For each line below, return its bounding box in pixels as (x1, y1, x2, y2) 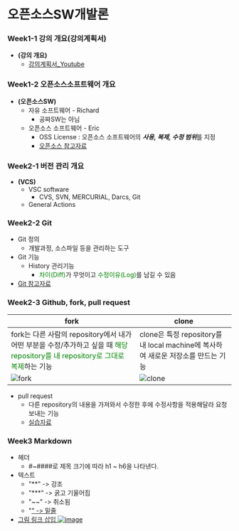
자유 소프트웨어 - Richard (28, 106, 100, 114)
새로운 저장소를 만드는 (148, 350, 218, 360)
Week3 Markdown (7, 436, 73, 446)
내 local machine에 (139, 340, 201, 350)
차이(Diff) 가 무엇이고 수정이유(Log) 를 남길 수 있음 (38, 271, 176, 279)
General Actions (28, 200, 76, 209)
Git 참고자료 (17, 279, 51, 288)
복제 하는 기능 (11, 361, 53, 371)
